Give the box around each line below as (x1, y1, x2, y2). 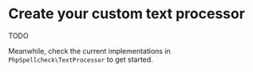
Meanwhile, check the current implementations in (8, 46, 172, 55)
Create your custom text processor (8, 5, 246, 23)
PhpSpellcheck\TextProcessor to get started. (8, 55, 153, 64)
